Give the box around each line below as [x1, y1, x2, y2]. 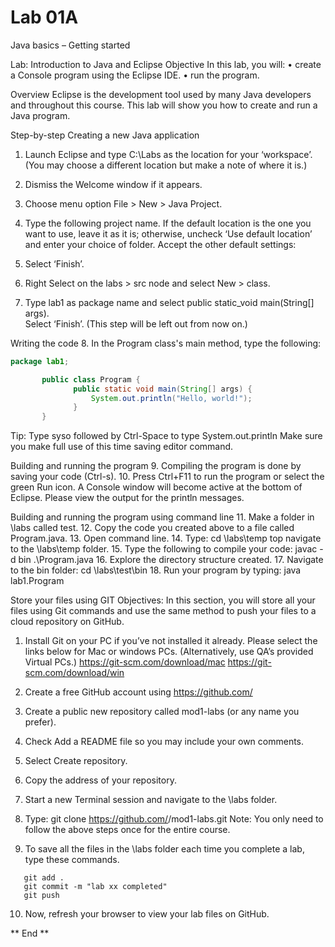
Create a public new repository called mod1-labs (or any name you [24, 706, 300, 718]
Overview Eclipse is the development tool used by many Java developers [10, 88, 312, 100]
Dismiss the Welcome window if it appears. [24, 178, 203, 190]
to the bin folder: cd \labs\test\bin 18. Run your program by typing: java [10, 564, 302, 576]
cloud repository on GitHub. [10, 616, 125, 628]
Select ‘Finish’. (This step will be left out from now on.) [24, 317, 248, 330]
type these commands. [24, 854, 120, 866]
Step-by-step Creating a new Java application [10, 129, 200, 141]
